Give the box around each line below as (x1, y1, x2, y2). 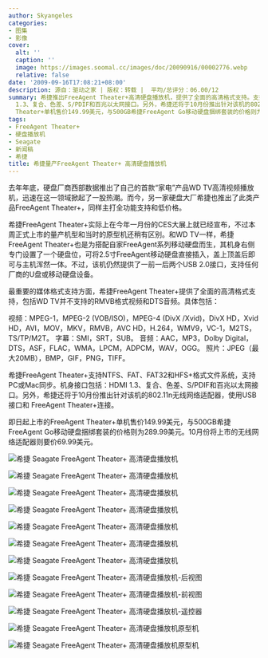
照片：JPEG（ (206, 344, 253, 353)
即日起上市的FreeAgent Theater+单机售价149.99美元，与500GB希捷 (8, 417, 231, 427)
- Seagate (8, 137, 41, 146)
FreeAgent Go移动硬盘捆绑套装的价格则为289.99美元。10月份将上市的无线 (8, 428, 253, 437)
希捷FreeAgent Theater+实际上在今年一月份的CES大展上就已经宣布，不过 (8, 220, 249, 230)
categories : (8, 19, 48, 27)
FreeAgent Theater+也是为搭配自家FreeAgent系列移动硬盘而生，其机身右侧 (8, 240, 255, 250)
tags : (8, 116, 26, 124)
